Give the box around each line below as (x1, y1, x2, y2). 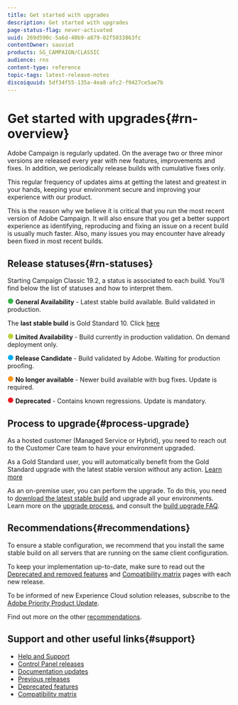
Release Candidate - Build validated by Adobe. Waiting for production (15, 354, 220, 362)
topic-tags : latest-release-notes (7, 71, 110, 78)
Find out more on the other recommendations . (7, 612, 142, 621)
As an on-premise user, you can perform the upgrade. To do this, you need (7, 487, 227, 495)
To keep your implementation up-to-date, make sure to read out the (7, 562, 205, 571)
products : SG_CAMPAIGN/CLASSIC (7, 49, 100, 56)
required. (7, 383, 34, 392)
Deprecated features (17, 682, 79, 691)
